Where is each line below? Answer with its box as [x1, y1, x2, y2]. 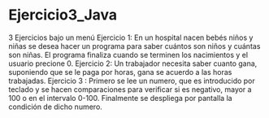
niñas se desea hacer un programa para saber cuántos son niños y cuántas [8, 41, 261, 50]
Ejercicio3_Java [8, 6, 118, 24]
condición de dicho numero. [8, 102, 103, 111]
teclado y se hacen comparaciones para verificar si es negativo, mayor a [8, 84, 252, 94]
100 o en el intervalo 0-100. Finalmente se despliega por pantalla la [8, 93, 233, 103]
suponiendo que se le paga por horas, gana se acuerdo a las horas [8, 67, 232, 76]
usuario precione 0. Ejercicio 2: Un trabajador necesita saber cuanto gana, [8, 59, 258, 68]
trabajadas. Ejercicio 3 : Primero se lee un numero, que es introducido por [8, 76, 256, 85]
